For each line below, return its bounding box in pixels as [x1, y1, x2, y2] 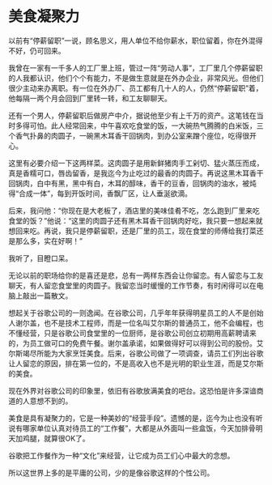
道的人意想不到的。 [8, 396, 73, 406]
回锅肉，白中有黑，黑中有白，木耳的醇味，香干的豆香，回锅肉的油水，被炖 [8, 178, 257, 188]
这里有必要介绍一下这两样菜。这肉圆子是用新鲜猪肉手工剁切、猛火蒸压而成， [8, 158, 264, 168]
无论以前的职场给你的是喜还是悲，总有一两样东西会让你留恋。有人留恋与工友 [8, 270, 264, 280]
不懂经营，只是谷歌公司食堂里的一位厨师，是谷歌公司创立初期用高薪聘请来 [8, 328, 257, 338]
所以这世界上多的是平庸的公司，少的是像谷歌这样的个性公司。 [8, 467, 215, 478]
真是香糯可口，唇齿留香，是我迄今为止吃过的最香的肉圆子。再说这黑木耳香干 [8, 168, 264, 178]
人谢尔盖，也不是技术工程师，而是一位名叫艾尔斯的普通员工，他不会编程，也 [8, 317, 264, 328]
